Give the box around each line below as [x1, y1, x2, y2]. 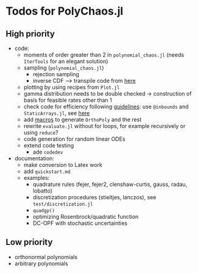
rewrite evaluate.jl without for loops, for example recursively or [23, 122, 186, 129]
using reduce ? [23, 129, 58, 136]
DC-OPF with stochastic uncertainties [32, 219, 128, 227]
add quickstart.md [23, 168, 71, 175]
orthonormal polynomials [14, 253, 77, 260]
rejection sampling [32, 71, 80, 77]
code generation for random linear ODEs [23, 135, 126, 143]
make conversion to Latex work [23, 161, 103, 168]
